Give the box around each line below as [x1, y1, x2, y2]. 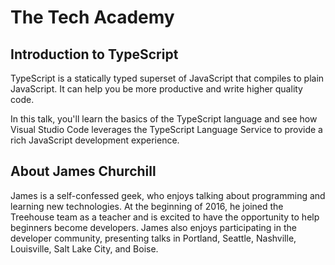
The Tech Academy [10, 6, 175, 29]
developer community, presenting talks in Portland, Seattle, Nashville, [10, 232, 297, 244]
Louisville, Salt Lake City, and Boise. [10, 242, 159, 255]
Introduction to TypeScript [10, 46, 179, 63]
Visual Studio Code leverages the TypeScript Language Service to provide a [10, 124, 323, 135]
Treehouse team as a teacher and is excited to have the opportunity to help [10, 211, 320, 223]
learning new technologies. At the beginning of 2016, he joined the [10, 200, 284, 212]
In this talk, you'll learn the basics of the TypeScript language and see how [10, 113, 318, 125]
